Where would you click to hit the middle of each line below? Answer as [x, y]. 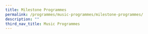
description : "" [22, 19]
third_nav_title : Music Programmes [43, 24]
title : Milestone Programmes [36, 10]
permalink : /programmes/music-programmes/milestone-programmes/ [74, 14]
